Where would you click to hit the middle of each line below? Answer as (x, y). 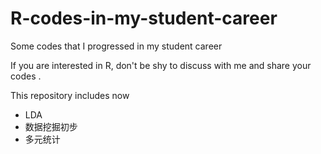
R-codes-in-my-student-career (144, 18)
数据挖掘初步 (51, 126)
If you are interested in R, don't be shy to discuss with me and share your (161, 65)
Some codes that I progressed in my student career (116, 46)
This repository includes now (70, 95)
